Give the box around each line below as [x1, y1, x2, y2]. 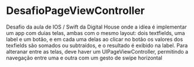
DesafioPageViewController [6, 4, 145, 17]
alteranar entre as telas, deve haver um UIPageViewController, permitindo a [6, 48, 189, 55]
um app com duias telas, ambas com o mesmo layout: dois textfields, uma [6, 29, 185, 36]
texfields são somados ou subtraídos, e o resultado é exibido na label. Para [6, 42, 188, 49]
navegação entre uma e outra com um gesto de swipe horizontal [6, 54, 163, 61]
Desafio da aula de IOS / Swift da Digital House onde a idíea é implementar [6, 23, 187, 30]
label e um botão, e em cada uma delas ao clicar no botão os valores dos [6, 36, 183, 43]
